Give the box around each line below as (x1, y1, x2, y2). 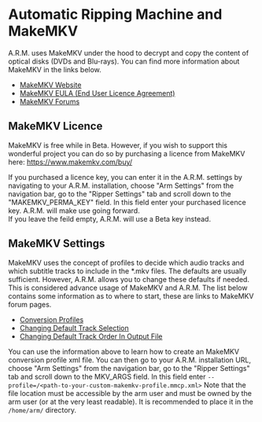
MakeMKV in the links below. (8, 64, 102, 74)
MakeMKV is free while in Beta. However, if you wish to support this (8, 140, 228, 150)
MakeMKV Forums (19, 97, 80, 106)
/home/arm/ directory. (8, 405, 77, 414)
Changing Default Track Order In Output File (19, 332, 163, 341)
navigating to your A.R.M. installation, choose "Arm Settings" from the (8, 181, 234, 190)
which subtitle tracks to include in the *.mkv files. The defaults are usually (8, 266, 247, 276)
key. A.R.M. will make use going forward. (8, 206, 140, 215)
